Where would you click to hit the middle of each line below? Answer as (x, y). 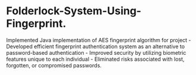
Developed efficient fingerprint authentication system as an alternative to (96, 46)
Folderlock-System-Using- (74, 11)
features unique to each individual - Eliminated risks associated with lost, (95, 59)
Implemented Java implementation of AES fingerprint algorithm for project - (99, 40)
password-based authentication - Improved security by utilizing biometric (96, 52)
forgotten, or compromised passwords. (54, 65)
